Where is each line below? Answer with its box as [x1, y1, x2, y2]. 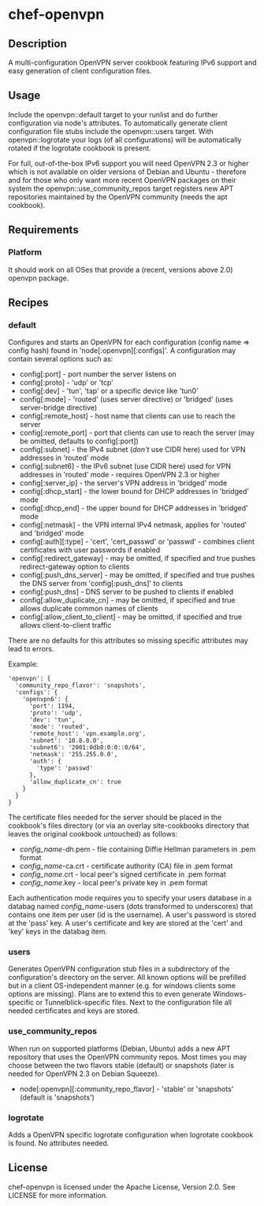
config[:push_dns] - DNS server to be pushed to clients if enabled [19, 587, 234, 596]
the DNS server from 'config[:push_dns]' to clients [19, 579, 184, 588]
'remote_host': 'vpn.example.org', [28, 730, 147, 738]
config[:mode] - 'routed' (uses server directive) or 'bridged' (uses [19, 395, 234, 404]
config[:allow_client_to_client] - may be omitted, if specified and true [19, 612, 243, 622]
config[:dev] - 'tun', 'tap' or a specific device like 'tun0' [19, 386, 199, 395]
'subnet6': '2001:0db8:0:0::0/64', [28, 744, 147, 751]
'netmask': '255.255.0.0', [28, 751, 118, 759]
